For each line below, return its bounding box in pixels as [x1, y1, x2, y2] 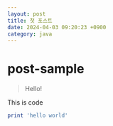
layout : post [7, 10, 46, 18]
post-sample [7, 61, 85, 77]
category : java [7, 30, 53, 38]
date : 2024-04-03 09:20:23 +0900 [7, 23, 107, 31]
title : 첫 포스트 [7, 17, 53, 24]
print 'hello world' [7, 112, 69, 120]
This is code [7, 98, 43, 107]
